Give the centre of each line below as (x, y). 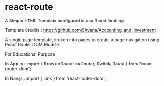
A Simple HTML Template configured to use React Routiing (65, 21)
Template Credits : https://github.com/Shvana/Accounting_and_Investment (81, 30)
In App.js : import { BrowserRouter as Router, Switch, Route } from (72, 64)
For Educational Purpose (30, 54)
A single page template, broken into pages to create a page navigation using (82, 39)
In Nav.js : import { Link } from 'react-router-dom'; (55, 78)
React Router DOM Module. (33, 44)
